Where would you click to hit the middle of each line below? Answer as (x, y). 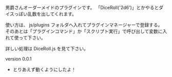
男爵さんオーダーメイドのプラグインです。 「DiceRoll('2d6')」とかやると (82, 7)
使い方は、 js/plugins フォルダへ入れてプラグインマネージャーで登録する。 (84, 25)
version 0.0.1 (18, 59)
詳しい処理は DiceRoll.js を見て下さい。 (47, 49)
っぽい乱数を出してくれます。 (45, 14)
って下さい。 (32, 38)
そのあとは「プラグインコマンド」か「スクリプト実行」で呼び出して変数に (84, 31)
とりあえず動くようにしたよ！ (44, 69)
